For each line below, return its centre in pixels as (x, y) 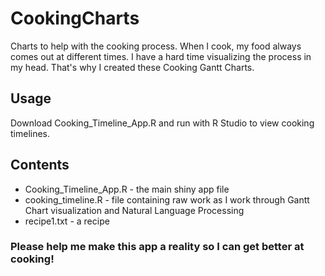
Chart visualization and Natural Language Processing (134, 210)
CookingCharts (75, 18)
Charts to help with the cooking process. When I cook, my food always (156, 46)
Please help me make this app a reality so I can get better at (157, 247)
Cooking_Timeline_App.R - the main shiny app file (127, 189)
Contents (40, 165)
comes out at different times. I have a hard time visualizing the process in (161, 56)
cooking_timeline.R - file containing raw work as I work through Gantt (167, 199)
